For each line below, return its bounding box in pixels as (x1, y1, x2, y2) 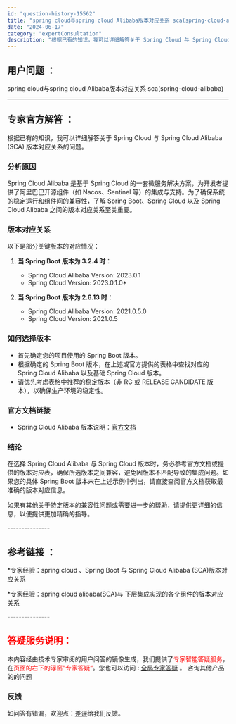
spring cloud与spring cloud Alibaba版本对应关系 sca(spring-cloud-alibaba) (7, 84, 224, 92)
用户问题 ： (7, 64, 56, 76)
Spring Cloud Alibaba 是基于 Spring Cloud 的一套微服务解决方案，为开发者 (7, 179, 223, 187)
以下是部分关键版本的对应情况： (7, 242, 100, 251)
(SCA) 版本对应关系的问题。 (7, 142, 88, 151)
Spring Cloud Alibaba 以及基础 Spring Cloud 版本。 (17, 368, 166, 377)
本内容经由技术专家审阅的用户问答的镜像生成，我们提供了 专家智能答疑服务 (7, 654, 223, 663)
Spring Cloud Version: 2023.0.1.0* (27, 279, 127, 287)
